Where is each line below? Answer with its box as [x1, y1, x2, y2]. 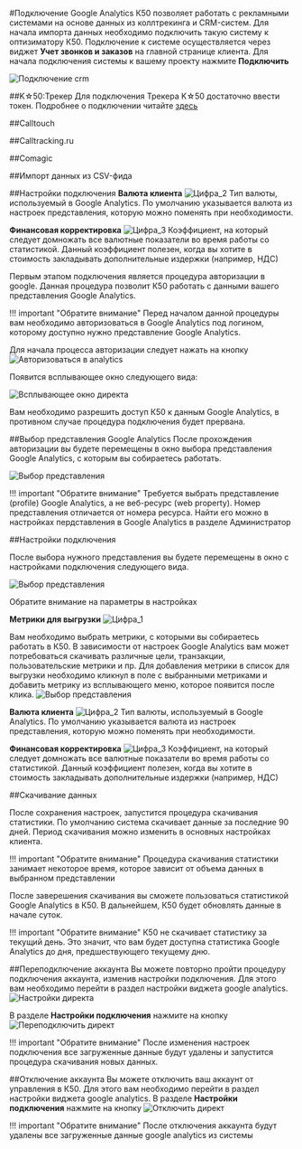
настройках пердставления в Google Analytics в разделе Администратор [9, 517, 291, 527]
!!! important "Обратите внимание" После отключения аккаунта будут [9, 1120, 278, 1131]
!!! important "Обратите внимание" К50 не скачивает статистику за [9, 927, 268, 937]
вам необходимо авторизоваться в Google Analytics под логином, [9, 317, 264, 328]
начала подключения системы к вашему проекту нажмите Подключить [9, 56, 289, 66]
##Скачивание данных [9, 790, 97, 800]
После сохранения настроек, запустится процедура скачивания [9, 807, 259, 817]
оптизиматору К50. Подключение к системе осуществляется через [9, 36, 271, 47]
